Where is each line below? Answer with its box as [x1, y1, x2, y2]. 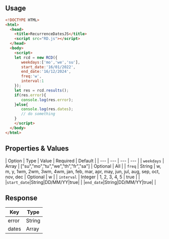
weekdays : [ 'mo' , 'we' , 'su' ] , [21, 60, 80, 65]
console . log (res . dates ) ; [21, 107, 73, 112]
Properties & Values [5, 144, 69, 153]
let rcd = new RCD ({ [14, 55, 58, 60]
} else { [14, 102, 28, 107]
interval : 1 [21, 78, 44, 84]
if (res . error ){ [14, 92, 47, 98]
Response [5, 194, 38, 202]
